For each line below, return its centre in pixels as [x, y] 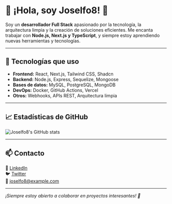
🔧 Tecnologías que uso [42, 61]
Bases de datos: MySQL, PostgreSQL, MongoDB [64, 85]
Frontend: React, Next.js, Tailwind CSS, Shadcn [63, 74]
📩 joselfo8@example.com [32, 181]
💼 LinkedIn [16, 168]
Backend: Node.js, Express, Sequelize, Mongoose [66, 79]
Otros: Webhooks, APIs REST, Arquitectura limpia [65, 95]
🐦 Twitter [16, 174]
